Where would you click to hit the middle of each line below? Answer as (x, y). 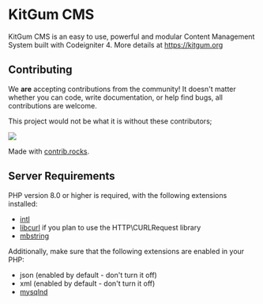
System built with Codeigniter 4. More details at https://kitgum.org (116, 44)
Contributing (40, 70)
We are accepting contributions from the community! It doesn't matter (122, 89)
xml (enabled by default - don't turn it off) (87, 283)
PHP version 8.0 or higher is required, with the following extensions (118, 195)
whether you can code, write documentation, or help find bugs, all (116, 97)
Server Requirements (62, 176)
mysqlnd (34, 291)
